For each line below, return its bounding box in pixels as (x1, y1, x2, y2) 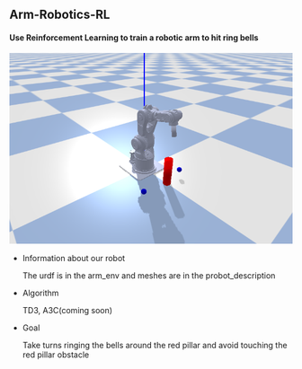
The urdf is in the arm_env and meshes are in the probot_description (22, 270, 276, 281)
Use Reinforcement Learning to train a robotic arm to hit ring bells (9, 31, 259, 43)
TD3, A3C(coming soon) (22, 305, 113, 316)
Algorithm (22, 287, 59, 299)
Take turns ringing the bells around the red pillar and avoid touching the (22, 340, 288, 351)
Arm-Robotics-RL (9, 7, 111, 22)
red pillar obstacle (22, 349, 90, 360)
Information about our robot (22, 253, 126, 264)
